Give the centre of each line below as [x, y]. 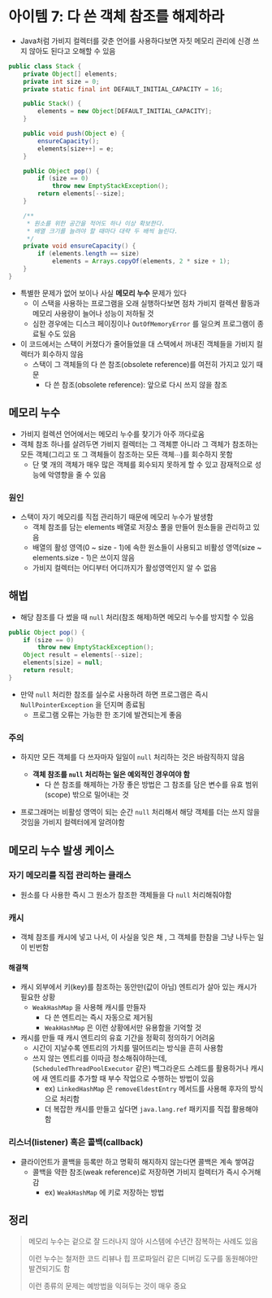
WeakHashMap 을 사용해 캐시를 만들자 [89, 1007]
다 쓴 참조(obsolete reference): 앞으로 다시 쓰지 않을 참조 [136, 384]
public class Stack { [45, 66]
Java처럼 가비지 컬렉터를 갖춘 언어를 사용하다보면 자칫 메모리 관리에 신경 [135, 41]
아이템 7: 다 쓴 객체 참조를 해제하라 [117, 17]
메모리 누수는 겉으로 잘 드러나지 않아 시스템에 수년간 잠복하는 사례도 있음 [143, 1241]
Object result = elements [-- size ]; [83, 655]
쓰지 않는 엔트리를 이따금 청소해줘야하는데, [100, 1058]
